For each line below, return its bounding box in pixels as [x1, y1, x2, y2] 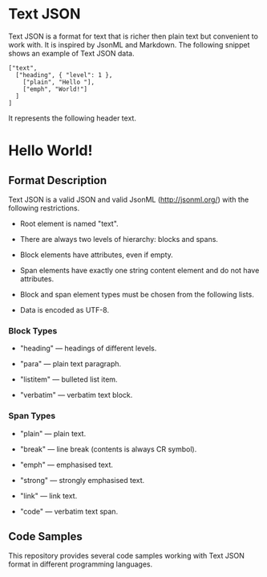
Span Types [8, 411, 56, 422]
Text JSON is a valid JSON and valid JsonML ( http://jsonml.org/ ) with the [8, 194, 249, 204]
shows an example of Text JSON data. [8, 48, 135, 58]
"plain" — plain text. [19, 428, 87, 438]
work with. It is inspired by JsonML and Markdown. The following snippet [8, 39, 250, 49]
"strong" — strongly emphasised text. [19, 475, 145, 485]
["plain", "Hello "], [22, 78, 95, 86]
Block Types [8, 325, 58, 336]
